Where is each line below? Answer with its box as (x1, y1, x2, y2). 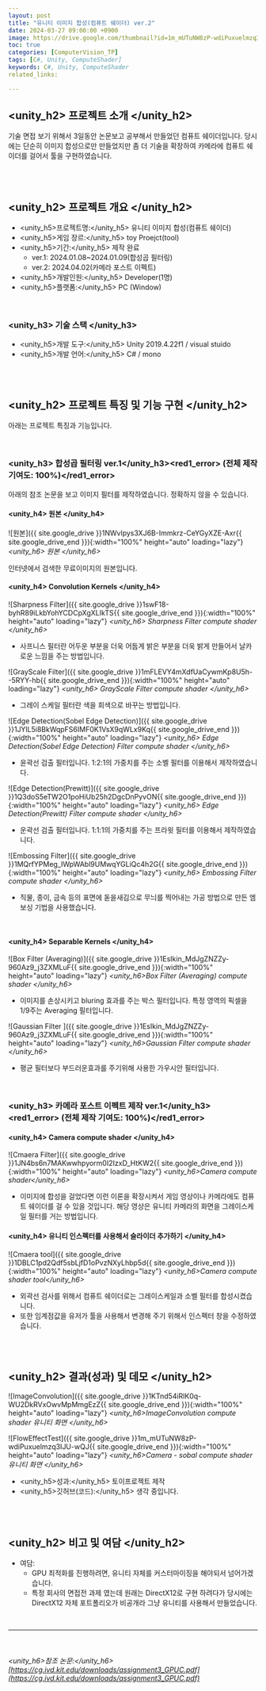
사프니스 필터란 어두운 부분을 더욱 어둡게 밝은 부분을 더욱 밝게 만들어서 (19, 642, 237, 651)
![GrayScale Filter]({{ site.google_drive (8, 667, 134, 677)
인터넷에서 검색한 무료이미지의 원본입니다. (8, 563, 138, 573)
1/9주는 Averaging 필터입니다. (19, 1006, 113, 1015)
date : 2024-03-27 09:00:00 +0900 (8, 26, 119, 34)
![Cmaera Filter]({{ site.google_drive (8, 1150, 126, 1160)
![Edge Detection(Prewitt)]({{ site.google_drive (8, 784, 160, 793)
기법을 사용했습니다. (34, 903, 97, 912)
